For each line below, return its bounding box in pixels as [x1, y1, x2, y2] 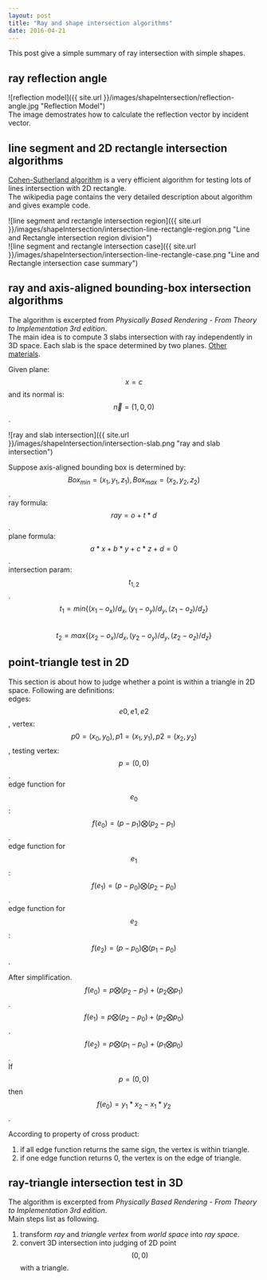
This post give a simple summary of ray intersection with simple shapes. [8, 49, 245, 58]
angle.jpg [8, 101, 39, 111]
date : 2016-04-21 [8, 26, 66, 34]
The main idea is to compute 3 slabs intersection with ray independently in [8, 332, 253, 342]
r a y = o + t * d [111, 510, 157, 520]
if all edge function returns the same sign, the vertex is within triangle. [19, 1144, 249, 1154]
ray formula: [8, 497, 49, 507]
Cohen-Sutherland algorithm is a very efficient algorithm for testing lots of [8, 175, 252, 184]
